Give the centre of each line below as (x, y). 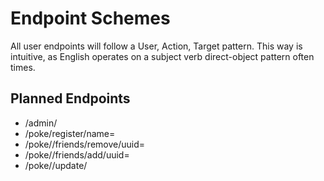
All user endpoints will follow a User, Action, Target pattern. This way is (156, 46)
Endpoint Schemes (90, 18)
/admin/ (41, 123)
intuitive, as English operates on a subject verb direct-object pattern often (162, 56)
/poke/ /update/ (56, 165)
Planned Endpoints (70, 98)
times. (23, 67)
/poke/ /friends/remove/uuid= (85, 144)
